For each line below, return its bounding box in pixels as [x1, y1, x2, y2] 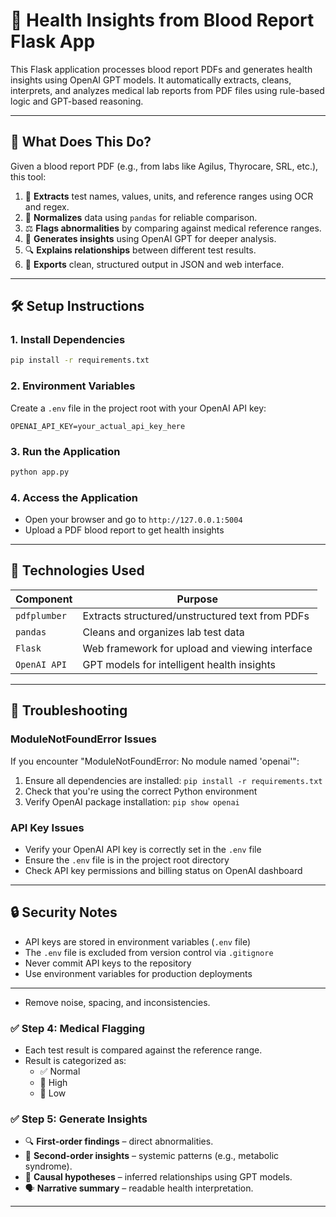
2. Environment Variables [10, 379, 136, 393]
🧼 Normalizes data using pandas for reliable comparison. [24, 211, 258, 223]
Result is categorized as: [24, 1054, 127, 1066]
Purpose [176, 592, 218, 606]
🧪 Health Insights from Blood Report [10, 9, 315, 32]
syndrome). [24, 1160, 73, 1173]
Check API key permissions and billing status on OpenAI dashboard [24, 864, 303, 876]
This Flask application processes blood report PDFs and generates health [10, 63, 313, 75]
